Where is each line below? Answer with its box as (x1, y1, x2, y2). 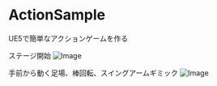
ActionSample (8, 6, 106, 24)
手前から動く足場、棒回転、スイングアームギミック (8, 67, 178, 78)
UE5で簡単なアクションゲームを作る (8, 33, 129, 43)
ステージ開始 (8, 50, 51, 60)
